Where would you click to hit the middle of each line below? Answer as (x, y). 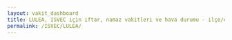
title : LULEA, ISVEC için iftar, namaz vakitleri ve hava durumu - (106, 20)
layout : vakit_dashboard (43, 13)
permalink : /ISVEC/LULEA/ (44, 26)
